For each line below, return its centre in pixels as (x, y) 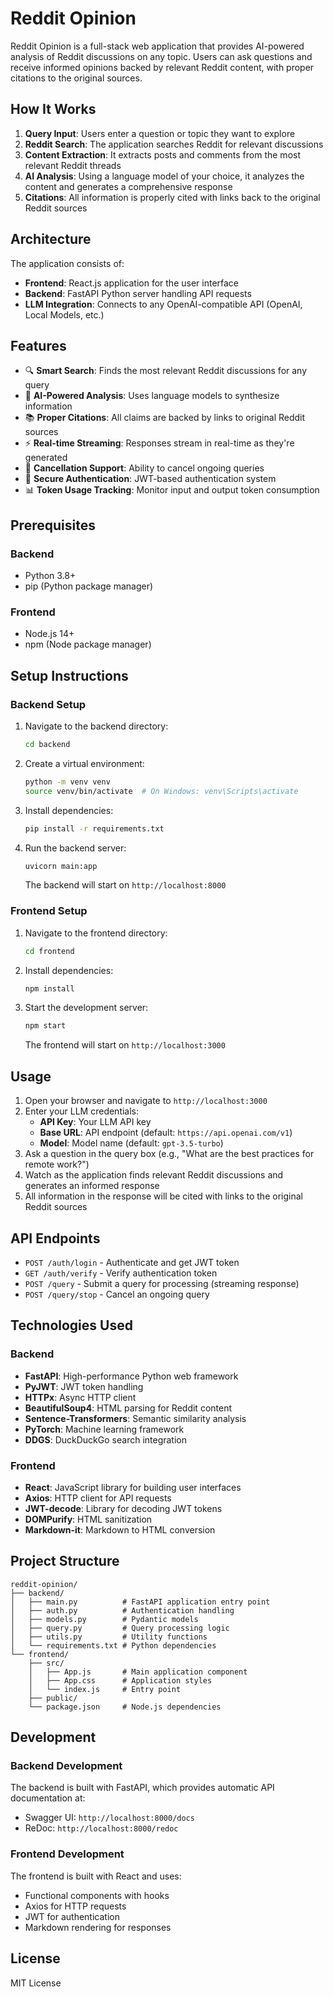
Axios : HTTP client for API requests (98, 1498)
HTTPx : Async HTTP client (80, 1397)
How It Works (53, 109)
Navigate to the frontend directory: (96, 933)
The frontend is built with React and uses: (96, 1876)
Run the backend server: (75, 848)
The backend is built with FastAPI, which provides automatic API (142, 1788)
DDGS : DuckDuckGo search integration (106, 1439)
